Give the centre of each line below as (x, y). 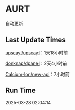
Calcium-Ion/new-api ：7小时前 (37, 74)
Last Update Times (35, 40)
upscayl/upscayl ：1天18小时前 (37, 52)
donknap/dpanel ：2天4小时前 (36, 63)
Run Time (21, 90)
